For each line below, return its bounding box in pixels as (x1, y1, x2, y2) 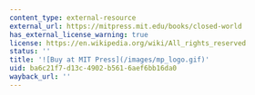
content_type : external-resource (9, 13, 137, 23)
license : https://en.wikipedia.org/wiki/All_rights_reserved (9, 38, 247, 48)
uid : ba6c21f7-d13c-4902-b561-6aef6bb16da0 (9, 64, 178, 73)
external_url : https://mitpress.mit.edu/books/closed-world (9, 22, 243, 31)
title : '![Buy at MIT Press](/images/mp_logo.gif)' (9, 55, 209, 64)
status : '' (9, 47, 51, 56)
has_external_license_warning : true (9, 30, 148, 39)
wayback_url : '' (9, 72, 71, 81)
